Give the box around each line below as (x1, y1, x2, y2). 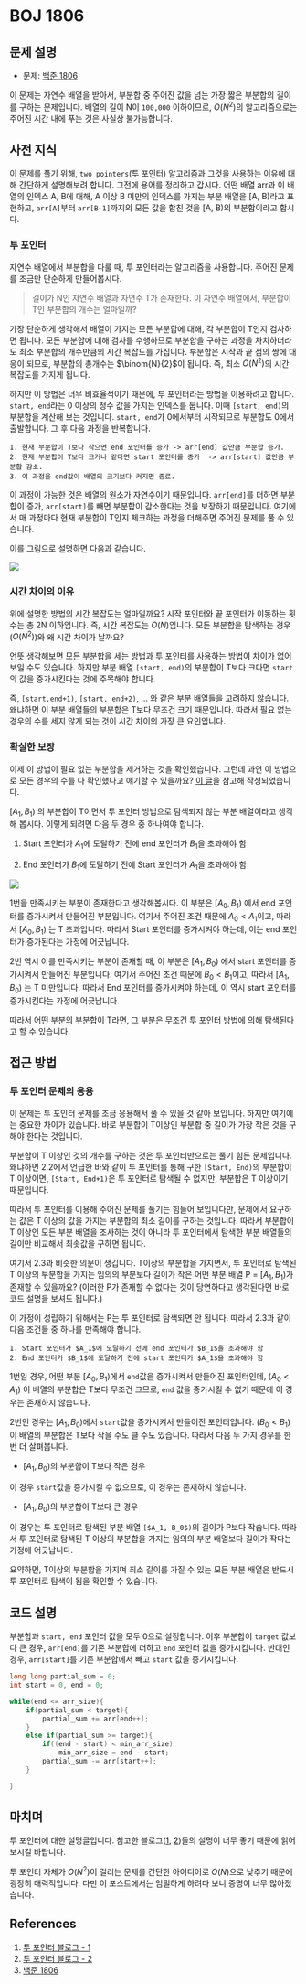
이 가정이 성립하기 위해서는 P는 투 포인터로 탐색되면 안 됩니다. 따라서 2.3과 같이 (9, 1313, 292, 1324)
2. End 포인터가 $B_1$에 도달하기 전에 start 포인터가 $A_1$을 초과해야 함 (9, 1354, 264, 1363)
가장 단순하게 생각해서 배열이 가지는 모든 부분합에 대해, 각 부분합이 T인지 (9, 323, 268, 334)
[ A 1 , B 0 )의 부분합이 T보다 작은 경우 (22, 1460, 146, 1474)
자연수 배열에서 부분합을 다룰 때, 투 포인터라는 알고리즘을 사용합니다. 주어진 (9, 262, 278, 273)
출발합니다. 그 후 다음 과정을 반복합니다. (9, 423, 151, 434)
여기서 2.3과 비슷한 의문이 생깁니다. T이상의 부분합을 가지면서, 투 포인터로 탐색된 (9, 1257, 297, 1268)
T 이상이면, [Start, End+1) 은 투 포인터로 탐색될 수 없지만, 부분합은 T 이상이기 (9, 1173, 289, 1184)
